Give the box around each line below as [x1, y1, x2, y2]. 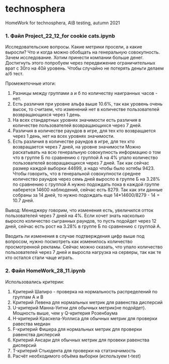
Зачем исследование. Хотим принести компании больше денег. [5, 55, 144, 61]
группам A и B [12, 294, 44, 300]
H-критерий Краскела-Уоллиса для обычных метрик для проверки [12, 315, 157, 321]
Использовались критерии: [5, 279, 65, 285]
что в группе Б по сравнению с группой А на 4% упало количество [12, 154, 158, 161]
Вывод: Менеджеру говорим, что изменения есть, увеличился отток [5, 207, 154, 214]
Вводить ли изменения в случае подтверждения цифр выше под [5, 233, 145, 239]
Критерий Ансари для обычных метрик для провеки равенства [12, 337, 150, 343]
